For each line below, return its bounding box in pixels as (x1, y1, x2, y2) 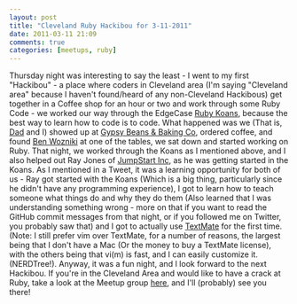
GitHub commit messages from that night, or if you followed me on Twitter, (9, 212, 282, 222)
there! (9, 287, 31, 298)
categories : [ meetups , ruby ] (9, 46, 117, 55)
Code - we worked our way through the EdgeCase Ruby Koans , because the (9, 108, 288, 119)
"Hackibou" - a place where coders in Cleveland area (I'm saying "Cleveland (9, 80, 288, 90)
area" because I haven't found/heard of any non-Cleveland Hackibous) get (9, 90, 282, 100)
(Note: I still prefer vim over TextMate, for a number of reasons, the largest (9, 230, 281, 241)
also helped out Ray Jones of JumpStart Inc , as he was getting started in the (9, 155, 289, 166)
